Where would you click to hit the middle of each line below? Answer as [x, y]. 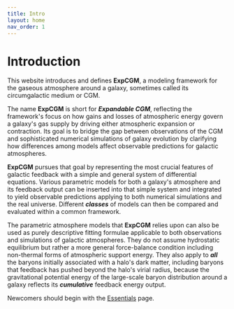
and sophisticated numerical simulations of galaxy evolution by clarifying [112, 139]
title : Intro [26, 14]
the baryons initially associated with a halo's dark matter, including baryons [116, 262]
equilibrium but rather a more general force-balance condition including [110, 247]
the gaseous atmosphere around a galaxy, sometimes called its [98, 88]
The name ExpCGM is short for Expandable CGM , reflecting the [100, 109]
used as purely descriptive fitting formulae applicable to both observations [115, 233]
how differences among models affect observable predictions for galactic [113, 146]
